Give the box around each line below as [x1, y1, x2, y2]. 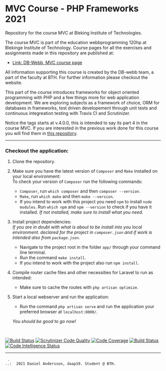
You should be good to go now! [12, 319, 77, 325]
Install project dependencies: [12, 219, 72, 225]
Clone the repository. [12, 159, 55, 165]
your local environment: [12, 174, 61, 180]
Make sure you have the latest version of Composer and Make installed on [12, 168, 158, 174]
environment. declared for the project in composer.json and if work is [12, 230, 152, 235]
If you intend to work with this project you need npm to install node [19, 199, 152, 205]
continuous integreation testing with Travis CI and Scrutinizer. [5, 110, 130, 116]
